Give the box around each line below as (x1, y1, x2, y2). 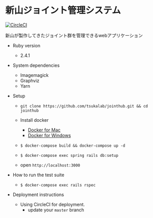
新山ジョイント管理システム (5, 5, 121, 16)
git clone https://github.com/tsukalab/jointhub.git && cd (20, 103, 148, 108)
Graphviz (20, 77, 40, 84)
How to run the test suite (12, 172, 65, 178)
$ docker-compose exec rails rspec (20, 182, 96, 187)
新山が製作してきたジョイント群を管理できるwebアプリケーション (5, 32, 143, 38)
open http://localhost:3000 (20, 161, 80, 168)
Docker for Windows (27, 132, 71, 138)
